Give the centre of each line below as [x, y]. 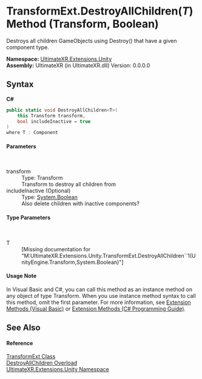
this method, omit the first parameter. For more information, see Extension [99, 302]
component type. [28, 47]
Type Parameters [29, 217]
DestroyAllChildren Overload [42, 363]
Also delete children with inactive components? [80, 203]
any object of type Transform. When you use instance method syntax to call [101, 295]
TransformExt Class [31, 357]
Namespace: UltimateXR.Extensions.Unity [59, 59]
